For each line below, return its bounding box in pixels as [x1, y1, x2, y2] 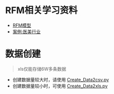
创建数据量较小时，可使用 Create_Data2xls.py [12, 83, 108, 89]
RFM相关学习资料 [5, 5, 78, 16]
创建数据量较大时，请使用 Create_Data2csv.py [12, 76, 109, 82]
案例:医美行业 [12, 28, 41, 34]
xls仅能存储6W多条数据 [17, 66, 67, 72]
